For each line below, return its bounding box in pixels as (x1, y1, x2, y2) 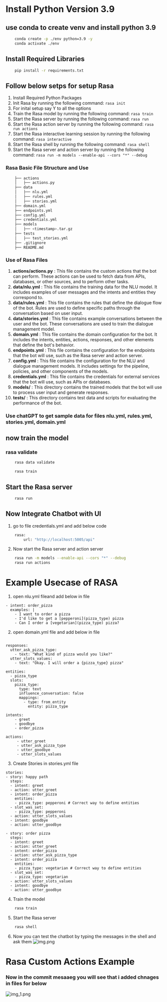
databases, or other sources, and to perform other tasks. (12, 278, 130, 284)
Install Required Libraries (5, 55, 85, 63)
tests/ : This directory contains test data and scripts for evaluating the (12, 394, 157, 400)
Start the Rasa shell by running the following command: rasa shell (12, 142, 150, 148)
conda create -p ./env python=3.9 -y (14, 36, 93, 41)
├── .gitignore (14, 240, 46, 245)
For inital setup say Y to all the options (12, 105, 91, 111)
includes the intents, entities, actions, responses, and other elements (12, 336, 154, 342)
